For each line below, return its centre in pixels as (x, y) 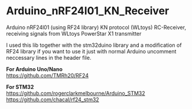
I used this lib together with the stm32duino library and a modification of (94, 45)
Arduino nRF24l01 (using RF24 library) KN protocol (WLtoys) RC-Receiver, (96, 27)
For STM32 (20, 86)
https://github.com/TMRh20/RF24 (47, 75)
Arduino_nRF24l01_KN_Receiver (88, 11)
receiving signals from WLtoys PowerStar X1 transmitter (74, 33)
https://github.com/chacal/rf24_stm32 (53, 100)
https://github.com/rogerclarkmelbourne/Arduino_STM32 (76, 93)
